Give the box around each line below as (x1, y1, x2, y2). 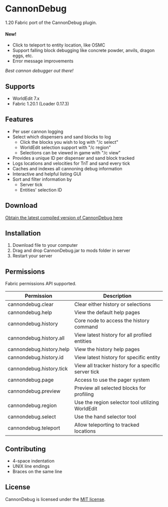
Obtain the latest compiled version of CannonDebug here (5, 214, 123, 220)
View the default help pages (74, 309, 140, 316)
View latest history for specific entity (74, 354, 160, 361)
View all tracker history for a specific (74, 362, 160, 369)
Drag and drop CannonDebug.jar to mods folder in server (12, 248, 130, 254)
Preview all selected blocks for (74, 385, 146, 392)
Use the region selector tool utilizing (74, 399, 159, 406)
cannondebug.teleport (7, 425, 60, 432)
